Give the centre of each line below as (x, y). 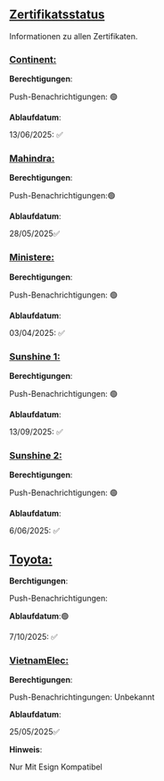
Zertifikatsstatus (57, 15)
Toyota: (31, 559)
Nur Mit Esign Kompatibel (56, 767)
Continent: (33, 59)
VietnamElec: (39, 660)
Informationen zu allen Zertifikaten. (74, 36)
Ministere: (32, 257)
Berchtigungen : (39, 581)
